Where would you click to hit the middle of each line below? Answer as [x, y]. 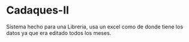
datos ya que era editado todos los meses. [59, 33]
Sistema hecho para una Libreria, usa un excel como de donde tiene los [95, 27]
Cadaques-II [38, 10]
